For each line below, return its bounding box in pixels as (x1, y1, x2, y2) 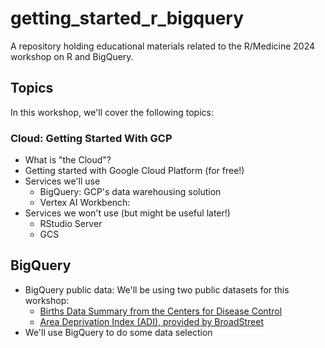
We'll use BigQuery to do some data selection (24, 326, 213, 338)
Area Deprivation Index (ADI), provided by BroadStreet (39, 315, 265, 327)
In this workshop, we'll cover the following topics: (10, 106, 214, 118)
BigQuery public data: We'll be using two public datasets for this (24, 283, 290, 296)
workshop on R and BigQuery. (10, 50, 134, 62)
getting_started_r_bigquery (10, 7, 245, 30)
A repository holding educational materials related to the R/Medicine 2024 (10, 40, 316, 52)
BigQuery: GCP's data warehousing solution (39, 186, 222, 198)
